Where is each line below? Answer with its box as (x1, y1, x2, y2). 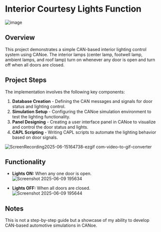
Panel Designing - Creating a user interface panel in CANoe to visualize (12, 119, 156, 125)
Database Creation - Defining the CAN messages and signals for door (12, 98, 153, 104)
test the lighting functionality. (12, 114, 70, 119)
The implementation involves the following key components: (5, 89, 125, 95)
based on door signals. (12, 134, 58, 140)
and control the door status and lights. (12, 124, 89, 130)
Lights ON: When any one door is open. (12, 171, 92, 177)
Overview (5, 33, 35, 42)
